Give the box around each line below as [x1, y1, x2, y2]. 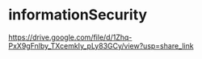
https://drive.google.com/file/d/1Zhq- [8, 32, 133, 42]
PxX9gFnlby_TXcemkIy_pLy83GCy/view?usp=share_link [8, 40, 194, 50]
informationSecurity [8, 6, 148, 24]
